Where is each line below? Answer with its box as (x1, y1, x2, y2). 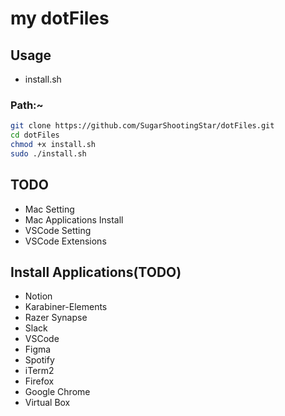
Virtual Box (24, 397, 71, 409)
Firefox (24, 375, 55, 387)
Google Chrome (24, 386, 91, 398)
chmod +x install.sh (10, 140, 97, 150)
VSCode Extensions (24, 235, 107, 247)
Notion (24, 290, 53, 302)
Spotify (24, 354, 55, 366)
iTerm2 (24, 365, 55, 377)
